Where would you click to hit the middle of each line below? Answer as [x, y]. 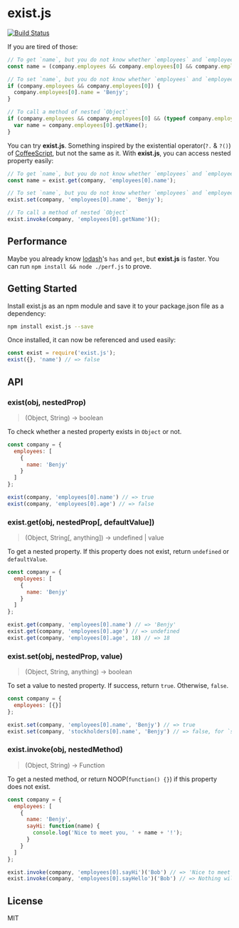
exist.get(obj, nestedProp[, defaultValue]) [81, 522]
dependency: [27, 313]
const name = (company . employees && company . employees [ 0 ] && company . [114, 66]
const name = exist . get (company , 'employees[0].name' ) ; [92, 180]
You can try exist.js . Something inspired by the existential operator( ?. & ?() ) [119, 145]
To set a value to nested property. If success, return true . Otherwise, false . [118, 686]
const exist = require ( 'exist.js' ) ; [62, 353]
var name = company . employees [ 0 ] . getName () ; [81, 125]
